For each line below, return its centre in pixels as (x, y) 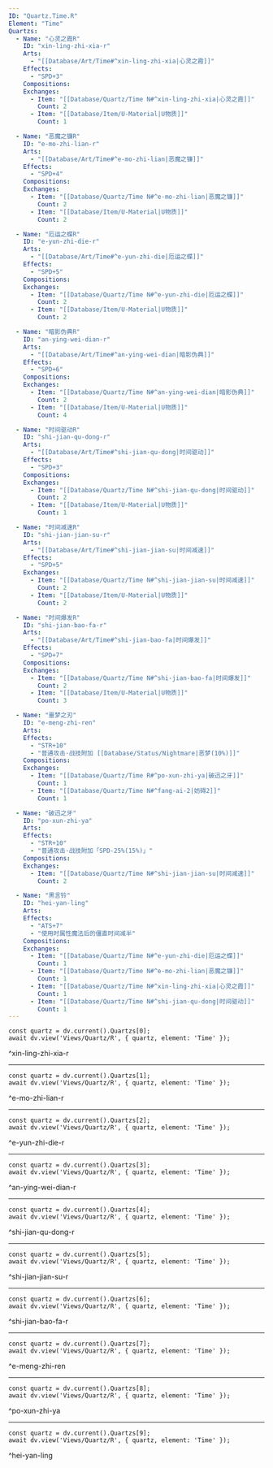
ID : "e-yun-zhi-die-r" (61, 242)
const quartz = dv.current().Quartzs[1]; (80, 1076)
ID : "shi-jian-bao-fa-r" (65, 625)
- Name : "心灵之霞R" (48, 39)
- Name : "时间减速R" (48, 527)
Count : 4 (52, 415)
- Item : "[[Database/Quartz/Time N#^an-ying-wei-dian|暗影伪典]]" (142, 392)
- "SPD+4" (46, 174)
